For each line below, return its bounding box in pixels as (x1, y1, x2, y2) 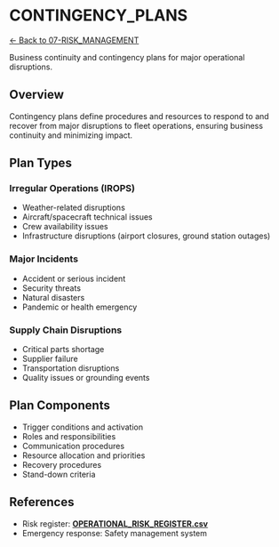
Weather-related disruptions (21, 202, 126, 213)
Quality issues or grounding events (21, 373, 150, 383)
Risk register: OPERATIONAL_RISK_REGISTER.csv (21, 518, 209, 529)
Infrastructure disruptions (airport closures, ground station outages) (21, 230, 271, 241)
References (9, 495, 75, 510)
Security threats (21, 282, 82, 294)
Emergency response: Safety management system (21, 527, 207, 538)
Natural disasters (21, 292, 85, 302)
